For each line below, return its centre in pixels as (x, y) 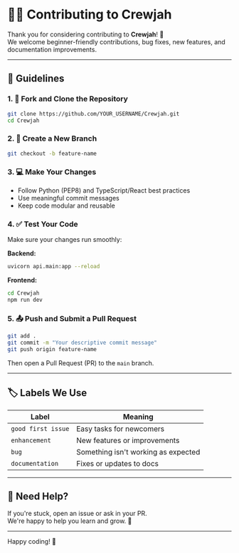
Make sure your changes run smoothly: (65, 240)
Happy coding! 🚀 (32, 542)
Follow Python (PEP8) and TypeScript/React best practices (104, 190)
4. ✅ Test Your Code (43, 224)
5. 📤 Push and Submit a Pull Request (72, 318)
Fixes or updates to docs (117, 463)
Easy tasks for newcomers (120, 429)
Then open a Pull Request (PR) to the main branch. (81, 362)
